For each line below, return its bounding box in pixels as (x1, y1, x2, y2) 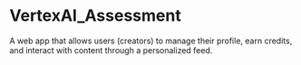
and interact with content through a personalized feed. (9, 44, 213, 55)
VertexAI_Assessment (9, 5, 181, 26)
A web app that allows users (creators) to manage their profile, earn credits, (9, 35, 293, 46)
